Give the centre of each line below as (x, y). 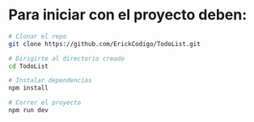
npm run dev (28, 111)
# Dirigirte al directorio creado (67, 58)
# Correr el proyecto (45, 103)
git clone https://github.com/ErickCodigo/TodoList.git (104, 44)
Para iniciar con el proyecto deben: (128, 15)
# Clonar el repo (38, 36)
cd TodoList (28, 66)
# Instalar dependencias (50, 81)
